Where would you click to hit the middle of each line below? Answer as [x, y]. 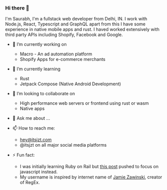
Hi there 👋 [17, 8]
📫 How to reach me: [34, 128]
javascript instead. [39, 172]
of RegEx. [30, 183]
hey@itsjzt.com [36, 140]
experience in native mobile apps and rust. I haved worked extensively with [82, 29]
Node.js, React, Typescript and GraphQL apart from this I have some [76, 24]
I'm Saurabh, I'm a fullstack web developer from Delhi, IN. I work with [76, 19]
